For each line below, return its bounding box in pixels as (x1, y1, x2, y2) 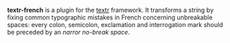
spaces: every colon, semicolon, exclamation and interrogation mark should (7, 21, 223, 28)
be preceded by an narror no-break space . (7, 28, 130, 36)
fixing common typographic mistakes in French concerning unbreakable (7, 13, 213, 21)
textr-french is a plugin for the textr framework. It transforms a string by (7, 6, 214, 14)
